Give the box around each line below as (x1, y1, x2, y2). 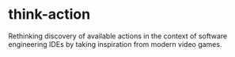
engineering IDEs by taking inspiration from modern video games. (8, 39, 222, 48)
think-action (8, 5, 91, 23)
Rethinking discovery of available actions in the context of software (8, 31, 228, 41)
